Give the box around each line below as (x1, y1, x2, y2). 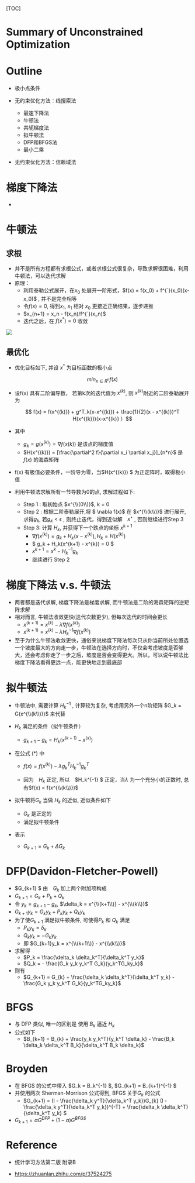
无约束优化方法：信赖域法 (14, 159, 76, 166)
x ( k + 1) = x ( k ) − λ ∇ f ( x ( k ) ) (23, 620, 81, 628)
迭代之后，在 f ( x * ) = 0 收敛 (23, 316, 88, 324)
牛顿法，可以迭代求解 (14, 272, 66, 280)
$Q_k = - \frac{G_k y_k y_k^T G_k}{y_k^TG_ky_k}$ (23, 960, 144, 967)
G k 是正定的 (23, 810, 52, 819)
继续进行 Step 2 (32, 556, 70, 563)
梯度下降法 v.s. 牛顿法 (6, 579, 111, 591)
